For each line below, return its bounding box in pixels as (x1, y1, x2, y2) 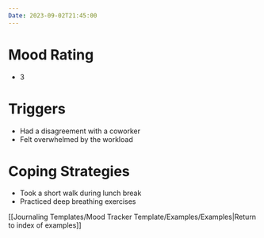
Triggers (8, 100, 66, 117)
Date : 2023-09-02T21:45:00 (8, 11, 98, 20)
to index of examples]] (8, 221, 82, 230)
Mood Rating (8, 45, 94, 63)
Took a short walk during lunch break (19, 188, 142, 198)
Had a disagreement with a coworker (19, 126, 141, 136)
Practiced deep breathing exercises (19, 197, 136, 206)
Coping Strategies (8, 162, 131, 180)
